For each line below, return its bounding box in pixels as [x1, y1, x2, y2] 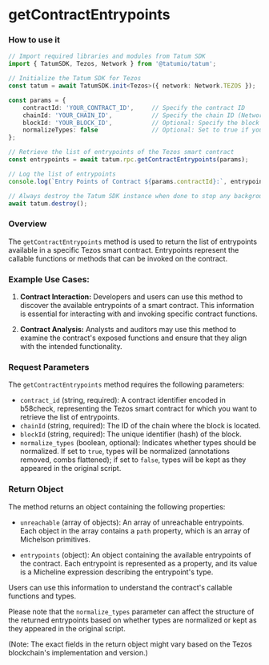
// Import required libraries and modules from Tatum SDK [8, 52, 206, 61]
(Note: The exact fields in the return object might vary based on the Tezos [8, 639, 252, 649]
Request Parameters [8, 362, 90, 372]
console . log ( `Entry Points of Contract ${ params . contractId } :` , [8, 177, 227, 185]
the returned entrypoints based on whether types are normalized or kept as [8, 615, 258, 625]
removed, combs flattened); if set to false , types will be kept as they [19, 455, 247, 464]
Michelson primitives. [19, 534, 90, 544]
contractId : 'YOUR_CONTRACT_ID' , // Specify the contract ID [22, 103, 246, 112]
